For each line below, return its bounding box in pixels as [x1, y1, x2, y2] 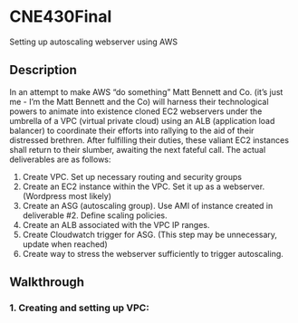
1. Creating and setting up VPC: [9, 301, 149, 314]
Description [9, 62, 77, 78]
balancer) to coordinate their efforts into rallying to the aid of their [9, 125, 255, 136]
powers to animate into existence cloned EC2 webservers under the [9, 106, 263, 117]
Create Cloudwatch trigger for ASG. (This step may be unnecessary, [22, 229, 278, 240]
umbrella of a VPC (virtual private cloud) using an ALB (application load [9, 115, 275, 126]
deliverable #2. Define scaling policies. [22, 210, 168, 221]
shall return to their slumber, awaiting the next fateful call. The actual [9, 144, 266, 155]
